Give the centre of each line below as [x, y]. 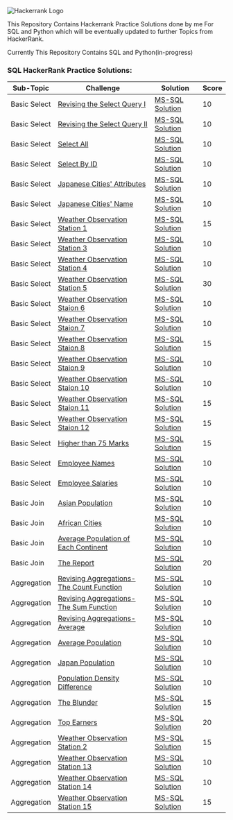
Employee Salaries [88, 484]
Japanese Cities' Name [96, 204]
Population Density [89, 678]
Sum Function [95, 607]
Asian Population [85, 503]
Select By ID [78, 164]
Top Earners [78, 723]
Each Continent [83, 547]
